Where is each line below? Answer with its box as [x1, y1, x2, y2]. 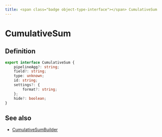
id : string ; [14, 78, 38, 83]
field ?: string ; [14, 69, 47, 74]
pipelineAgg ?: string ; [14, 64, 60, 69]
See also [5, 114, 32, 122]
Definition [5, 47, 35, 56]
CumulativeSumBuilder [12, 127, 58, 133]
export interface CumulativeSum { [5, 60, 75, 65]
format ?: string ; [22, 87, 57, 92]
